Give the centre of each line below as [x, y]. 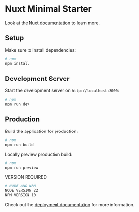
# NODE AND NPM [21, 186]
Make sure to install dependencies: [41, 50]
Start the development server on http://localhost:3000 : [62, 91]
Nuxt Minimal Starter [49, 9]
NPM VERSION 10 [21, 195]
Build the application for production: [41, 131]
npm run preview [22, 168]
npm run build [20, 145]
